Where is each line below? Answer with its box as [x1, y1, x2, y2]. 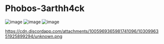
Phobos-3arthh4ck [5, 3, 85, 14]
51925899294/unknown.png [5, 33, 63, 39]
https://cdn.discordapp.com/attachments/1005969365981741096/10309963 [5, 28, 159, 34]
